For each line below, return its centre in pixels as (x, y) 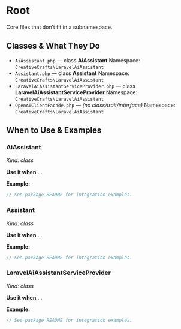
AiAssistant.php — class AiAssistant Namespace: (78, 60)
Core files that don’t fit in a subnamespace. (59, 27)
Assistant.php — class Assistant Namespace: (72, 73)
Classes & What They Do (53, 46)
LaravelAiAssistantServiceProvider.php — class (75, 86)
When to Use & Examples (54, 131)
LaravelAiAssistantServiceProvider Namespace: (76, 92)
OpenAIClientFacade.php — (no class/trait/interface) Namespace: (95, 105)
